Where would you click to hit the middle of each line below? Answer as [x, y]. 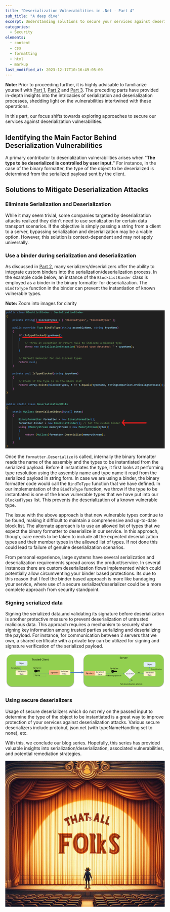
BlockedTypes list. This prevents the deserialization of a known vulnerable [81, 500]
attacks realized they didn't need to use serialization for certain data [76, 220]
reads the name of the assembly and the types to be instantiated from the [82, 462]
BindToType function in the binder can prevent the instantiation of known [80, 288]
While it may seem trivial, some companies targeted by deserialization [78, 215]
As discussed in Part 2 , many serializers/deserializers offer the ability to [80, 267]
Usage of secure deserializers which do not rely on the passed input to [79, 711]
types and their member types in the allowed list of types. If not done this [81, 542]
